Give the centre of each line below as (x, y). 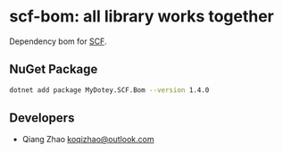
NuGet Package (54, 69)
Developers (42, 118)
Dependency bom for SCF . (58, 41)
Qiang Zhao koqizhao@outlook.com (88, 140)
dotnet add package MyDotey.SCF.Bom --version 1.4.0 (109, 90)
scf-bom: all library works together (142, 17)
